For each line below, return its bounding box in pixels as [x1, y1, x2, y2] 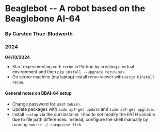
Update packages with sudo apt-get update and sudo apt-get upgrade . [12, 106, 154, 112]
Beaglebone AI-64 [5, 13, 81, 24]
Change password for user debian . [12, 101, 81, 107]
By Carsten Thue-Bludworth [5, 30, 73, 37]
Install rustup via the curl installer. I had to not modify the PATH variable [12, 111, 155, 117]
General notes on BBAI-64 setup [5, 90, 72, 96]
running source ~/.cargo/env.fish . [12, 121, 82, 127]
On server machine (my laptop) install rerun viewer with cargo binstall [12, 74, 155, 80]
